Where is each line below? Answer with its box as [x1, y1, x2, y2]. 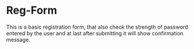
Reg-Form [6, 4, 57, 17]
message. [6, 36, 31, 43]
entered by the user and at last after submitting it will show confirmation [6, 29, 184, 36]
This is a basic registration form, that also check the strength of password [6, 23, 189, 30]
